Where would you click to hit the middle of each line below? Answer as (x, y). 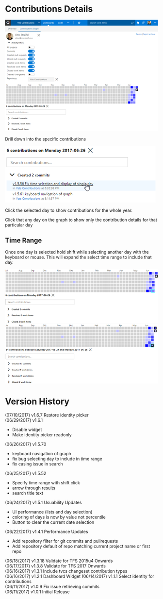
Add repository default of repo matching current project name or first (81, 546)
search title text (28, 493)
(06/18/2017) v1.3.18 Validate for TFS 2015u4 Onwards (59, 561)
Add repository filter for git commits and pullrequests (65, 541)
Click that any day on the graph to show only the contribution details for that (81, 220)
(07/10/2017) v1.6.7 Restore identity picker (47, 415)
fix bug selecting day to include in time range (57, 459)
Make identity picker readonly (42, 435)
